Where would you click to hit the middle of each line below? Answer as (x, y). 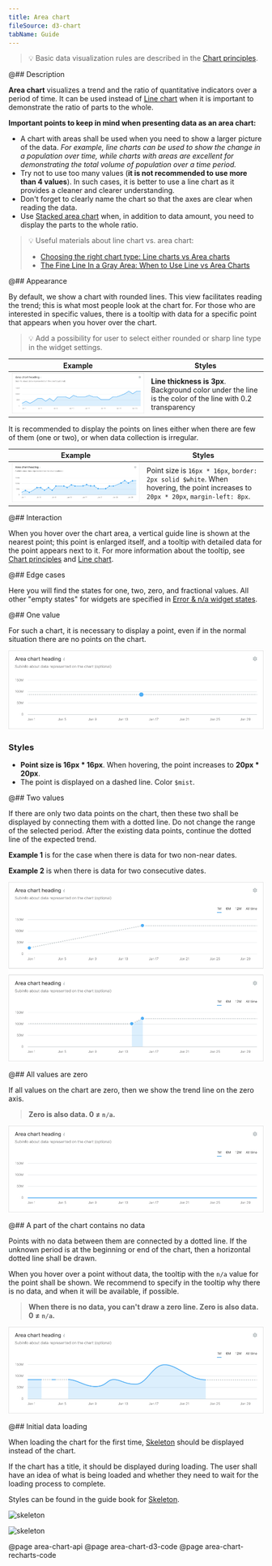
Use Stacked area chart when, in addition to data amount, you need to (137, 216)
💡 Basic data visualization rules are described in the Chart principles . (143, 58)
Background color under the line (204, 390)
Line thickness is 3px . (189, 381)
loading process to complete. (57, 1483)
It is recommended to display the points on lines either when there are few (132, 429)
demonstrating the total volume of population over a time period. (128, 165)
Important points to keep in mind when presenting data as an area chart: (132, 123)
